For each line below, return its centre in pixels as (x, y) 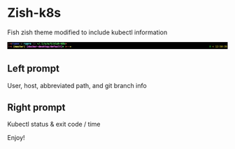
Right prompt (36, 107)
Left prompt (33, 69)
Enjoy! (16, 138)
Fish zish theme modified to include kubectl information (87, 32)
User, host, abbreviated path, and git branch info (77, 85)
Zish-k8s (34, 13)
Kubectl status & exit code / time (54, 125)
